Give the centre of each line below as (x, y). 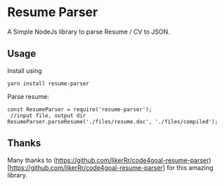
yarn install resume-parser (48, 84)
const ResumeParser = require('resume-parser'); (80, 109)
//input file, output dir (48, 115)
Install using (25, 70)
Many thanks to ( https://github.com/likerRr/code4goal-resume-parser (108, 160)
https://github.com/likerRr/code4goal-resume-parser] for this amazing (112, 167)
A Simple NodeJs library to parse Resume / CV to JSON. (89, 32)
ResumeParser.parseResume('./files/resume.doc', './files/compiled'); (113, 121)
